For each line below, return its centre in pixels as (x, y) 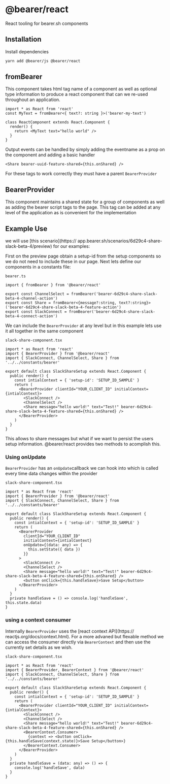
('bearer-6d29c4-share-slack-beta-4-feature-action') (63, 307)
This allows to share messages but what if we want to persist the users (79, 439)
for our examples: (72, 246)
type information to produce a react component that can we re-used (77, 94)
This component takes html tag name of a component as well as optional (81, 89)
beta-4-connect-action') (31, 316)
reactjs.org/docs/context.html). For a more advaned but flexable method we (84, 636)
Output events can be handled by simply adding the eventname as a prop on (85, 150)
